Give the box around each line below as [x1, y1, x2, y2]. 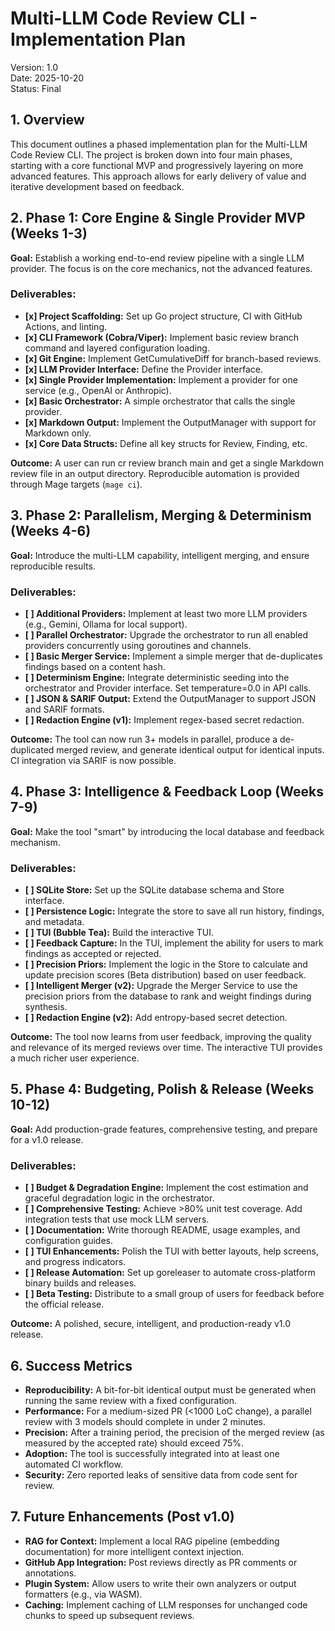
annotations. [24, 1567, 77, 1579]
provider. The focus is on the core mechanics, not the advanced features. [10, 262, 313, 274]
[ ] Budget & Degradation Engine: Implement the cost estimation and [24, 1182, 309, 1194]
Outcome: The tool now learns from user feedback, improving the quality [10, 1031, 312, 1043]
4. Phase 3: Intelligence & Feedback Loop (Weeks [10, 783, 324, 801]
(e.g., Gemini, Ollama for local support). [24, 618, 188, 630]
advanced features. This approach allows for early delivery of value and [10, 170, 307, 182]
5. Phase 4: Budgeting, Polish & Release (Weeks [10, 1081, 315, 1098]
